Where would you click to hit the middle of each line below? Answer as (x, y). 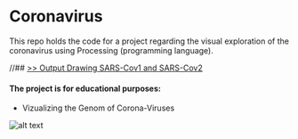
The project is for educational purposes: (85, 88)
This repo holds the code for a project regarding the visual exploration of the (149, 41)
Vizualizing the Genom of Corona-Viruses (98, 108)
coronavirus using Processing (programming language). (111, 50)
